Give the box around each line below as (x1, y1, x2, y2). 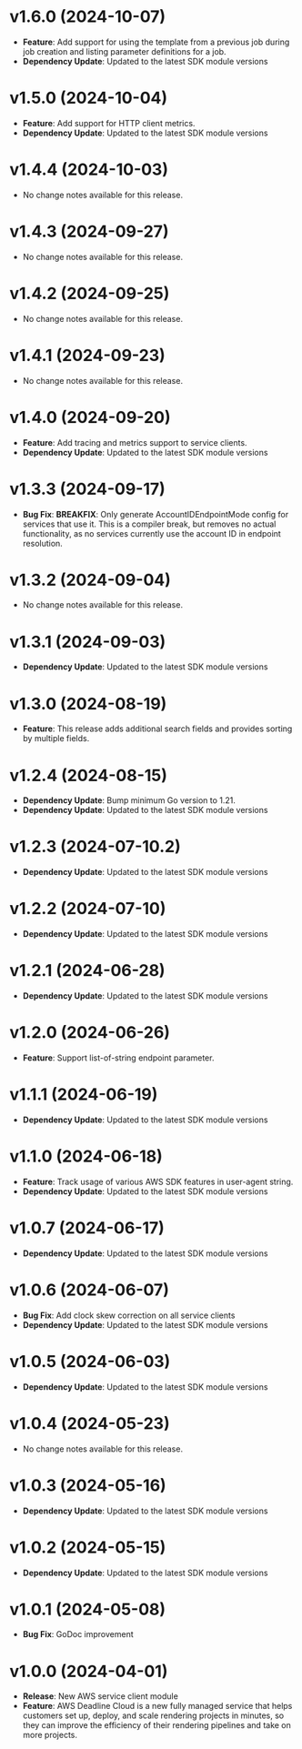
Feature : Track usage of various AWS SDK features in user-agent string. (22, 1176, 294, 1187)
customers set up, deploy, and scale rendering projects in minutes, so (22, 1710, 285, 1721)
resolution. (22, 538, 64, 548)
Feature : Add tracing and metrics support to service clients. (22, 437, 247, 447)
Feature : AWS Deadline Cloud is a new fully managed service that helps (22, 1701, 293, 1712)
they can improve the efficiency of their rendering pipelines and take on (22, 1720, 291, 1731)
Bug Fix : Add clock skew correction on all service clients (22, 1310, 236, 1321)
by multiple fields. (22, 733, 90, 744)
